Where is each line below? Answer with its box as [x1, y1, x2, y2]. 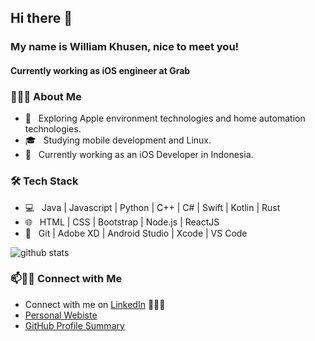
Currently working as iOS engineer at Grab [10, 64, 191, 76]
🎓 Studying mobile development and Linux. [24, 134, 212, 146]
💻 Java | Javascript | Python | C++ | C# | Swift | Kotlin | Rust [24, 201, 281, 213]
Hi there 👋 [10, 10, 73, 27]
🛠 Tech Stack [10, 174, 79, 188]
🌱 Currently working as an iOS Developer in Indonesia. [24, 149, 254, 161]
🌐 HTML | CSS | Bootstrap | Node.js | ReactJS [24, 216, 220, 228]
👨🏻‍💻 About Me [10, 89, 82, 103]
